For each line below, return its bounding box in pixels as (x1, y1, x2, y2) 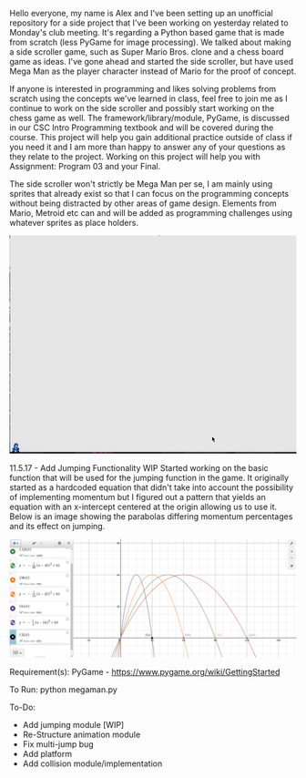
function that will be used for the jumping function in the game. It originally (9, 473, 290, 484)
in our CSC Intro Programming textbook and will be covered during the (9, 122, 274, 133)
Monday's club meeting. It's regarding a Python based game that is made (9, 27, 285, 37)
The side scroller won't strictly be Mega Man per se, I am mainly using (9, 179, 273, 189)
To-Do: (9, 701, 36, 712)
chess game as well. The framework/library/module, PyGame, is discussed (9, 113, 290, 123)
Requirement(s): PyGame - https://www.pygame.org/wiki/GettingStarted (9, 666, 280, 677)
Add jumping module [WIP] (22, 719, 125, 730)
